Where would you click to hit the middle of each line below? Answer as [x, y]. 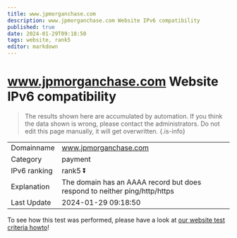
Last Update [31, 202]
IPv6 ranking [32, 170]
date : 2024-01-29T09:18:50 [47, 34]
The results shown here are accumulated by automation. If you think [123, 116]
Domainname [33, 148]
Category [26, 159]
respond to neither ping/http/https [118, 191]
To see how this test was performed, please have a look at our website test [116, 220]
